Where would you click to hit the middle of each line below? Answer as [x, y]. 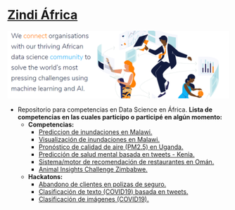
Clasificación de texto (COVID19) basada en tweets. [113, 191]
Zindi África [43, 15]
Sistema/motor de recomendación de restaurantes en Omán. [126, 162]
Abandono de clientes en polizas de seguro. [102, 184]
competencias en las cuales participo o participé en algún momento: [120, 117]
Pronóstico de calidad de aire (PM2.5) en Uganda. [111, 147]
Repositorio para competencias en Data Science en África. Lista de [115, 110]
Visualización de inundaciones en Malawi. [99, 139]
